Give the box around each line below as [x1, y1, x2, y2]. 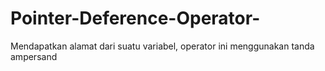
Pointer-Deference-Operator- [10, 7, 261, 30]
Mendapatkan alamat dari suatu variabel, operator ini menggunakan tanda [10, 40, 315, 52]
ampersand [10, 50, 58, 62]
